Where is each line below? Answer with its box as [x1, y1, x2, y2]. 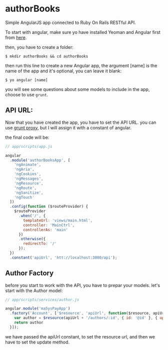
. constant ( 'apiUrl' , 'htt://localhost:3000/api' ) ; [9, 255, 117, 260]
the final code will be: [5, 134, 49, 140]
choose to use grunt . [5, 91, 48, 97]
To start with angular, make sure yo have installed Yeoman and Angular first [5, 29, 161, 35]
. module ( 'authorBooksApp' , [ [9, 158, 70, 163]
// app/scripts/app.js [5, 144, 52, 149]
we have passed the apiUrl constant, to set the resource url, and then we [5, 334, 155, 340]
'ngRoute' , [14, 185, 37, 190]
